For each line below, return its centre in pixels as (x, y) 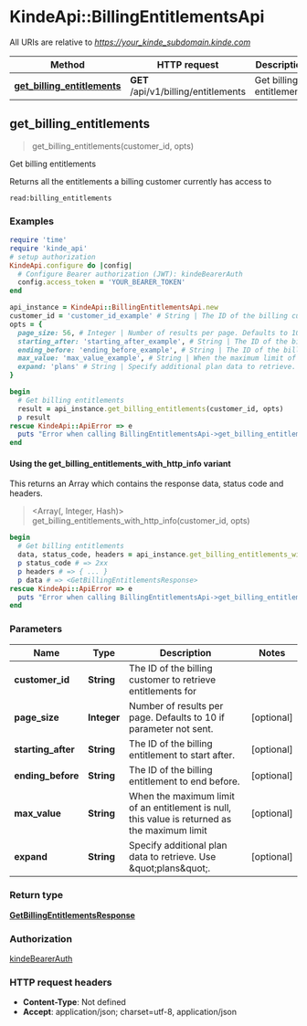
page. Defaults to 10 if (177, 717)
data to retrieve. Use (173, 856)
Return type (37, 895)
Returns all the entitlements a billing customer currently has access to (141, 181)
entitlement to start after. (182, 755)
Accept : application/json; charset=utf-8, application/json (130, 1012)
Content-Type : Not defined (74, 1002)
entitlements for (163, 691)
